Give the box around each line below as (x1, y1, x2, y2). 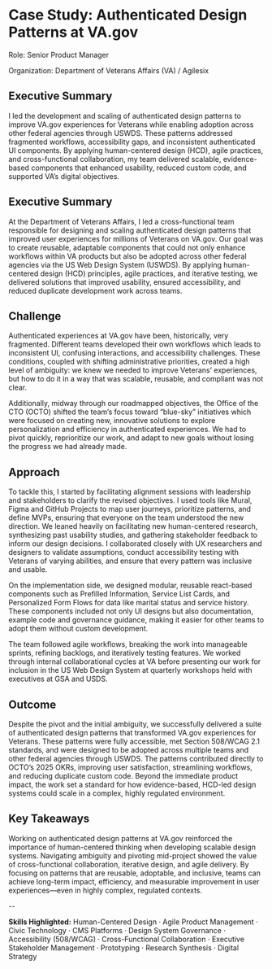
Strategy (8, 951, 37, 961)
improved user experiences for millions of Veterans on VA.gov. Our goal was (8, 234, 264, 243)
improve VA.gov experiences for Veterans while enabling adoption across (8, 120, 254, 129)
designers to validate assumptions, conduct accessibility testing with (8, 548, 240, 557)
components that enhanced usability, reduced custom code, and (31, 163, 248, 172)
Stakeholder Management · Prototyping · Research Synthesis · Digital (8, 942, 240, 953)
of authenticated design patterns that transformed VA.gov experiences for (8, 728, 257, 737)
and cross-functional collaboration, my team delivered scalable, (8, 154, 222, 164)
